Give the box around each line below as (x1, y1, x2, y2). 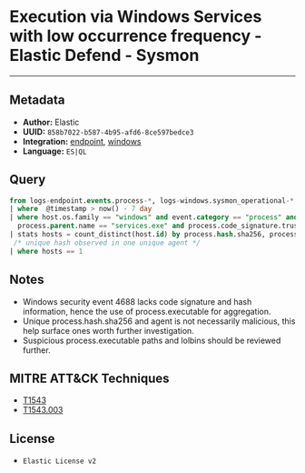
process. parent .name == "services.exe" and (17, 221, 184, 231)
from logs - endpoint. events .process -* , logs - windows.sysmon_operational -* (9, 196, 295, 206)
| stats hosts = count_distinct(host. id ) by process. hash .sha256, (9, 230, 266, 239)
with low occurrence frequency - (9, 25, 262, 46)
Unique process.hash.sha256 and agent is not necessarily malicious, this (22, 316, 296, 327)
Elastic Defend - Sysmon (9, 45, 200, 65)
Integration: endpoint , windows (22, 136, 142, 146)
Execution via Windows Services (9, 6, 262, 27)
